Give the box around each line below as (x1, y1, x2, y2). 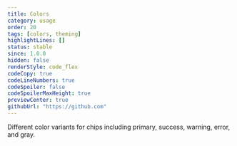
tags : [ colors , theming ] (7, 30, 81, 38)
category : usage (7, 17, 56, 24)
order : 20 (7, 24, 37, 31)
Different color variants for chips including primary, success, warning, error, (7, 122, 231, 131)
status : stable (7, 43, 53, 51)
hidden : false (7, 57, 50, 64)
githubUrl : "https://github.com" (7, 103, 107, 110)
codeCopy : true (7, 70, 53, 77)
